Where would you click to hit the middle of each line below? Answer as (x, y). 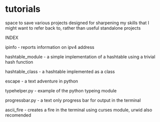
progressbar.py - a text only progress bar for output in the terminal (73, 100)
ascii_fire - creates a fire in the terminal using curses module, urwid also (79, 110)
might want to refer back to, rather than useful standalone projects (73, 28)
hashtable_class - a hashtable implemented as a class (60, 71)
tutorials (23, 9)
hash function (19, 62)
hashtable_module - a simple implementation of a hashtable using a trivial (80, 57)
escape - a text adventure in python (42, 81)
